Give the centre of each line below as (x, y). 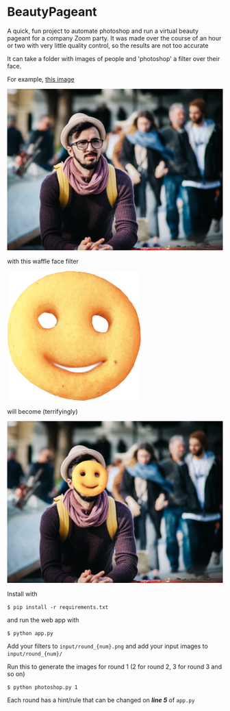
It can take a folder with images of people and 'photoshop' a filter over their (114, 58)
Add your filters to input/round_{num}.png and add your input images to (108, 646)
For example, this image (41, 79)
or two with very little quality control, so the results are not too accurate (108, 45)
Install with (22, 594)
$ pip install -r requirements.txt (58, 607)
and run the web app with (43, 620)
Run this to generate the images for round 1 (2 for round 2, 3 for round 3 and (115, 666)
